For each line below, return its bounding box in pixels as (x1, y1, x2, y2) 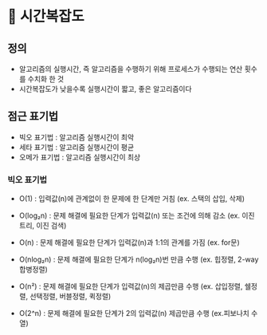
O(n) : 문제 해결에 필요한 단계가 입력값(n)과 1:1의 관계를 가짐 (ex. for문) (18, 238, 240, 247)
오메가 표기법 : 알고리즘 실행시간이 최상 (18, 152, 141, 162)
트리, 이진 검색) (18, 221, 67, 231)
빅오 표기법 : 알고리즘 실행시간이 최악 (18, 132, 135, 142)
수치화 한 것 (27, 74, 65, 84)
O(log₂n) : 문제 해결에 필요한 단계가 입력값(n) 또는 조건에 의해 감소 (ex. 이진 (18, 211, 255, 220)
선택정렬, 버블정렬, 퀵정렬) (29, 292, 112, 301)
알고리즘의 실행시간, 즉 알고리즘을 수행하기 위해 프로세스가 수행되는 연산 (18, 65, 243, 73)
